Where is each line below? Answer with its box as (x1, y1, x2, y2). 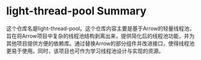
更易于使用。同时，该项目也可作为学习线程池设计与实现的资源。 (6, 47, 164, 55)
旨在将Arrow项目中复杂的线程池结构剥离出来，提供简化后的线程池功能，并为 (6, 32, 195, 40)
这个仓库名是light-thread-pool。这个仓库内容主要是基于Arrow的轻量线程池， (6, 25, 195, 32)
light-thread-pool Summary (6, 4, 147, 18)
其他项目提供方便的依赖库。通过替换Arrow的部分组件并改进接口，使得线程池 (6, 40, 195, 47)
